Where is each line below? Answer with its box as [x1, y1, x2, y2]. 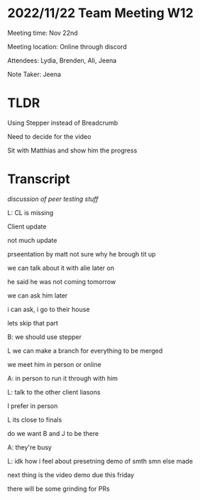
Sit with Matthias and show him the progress [7, 146, 138, 155]
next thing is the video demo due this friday [7, 470, 135, 479]
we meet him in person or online [7, 360, 101, 368]
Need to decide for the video [7, 132, 91, 140]
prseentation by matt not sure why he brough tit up [7, 249, 156, 258]
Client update [7, 222, 47, 231]
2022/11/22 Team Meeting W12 [7, 5, 194, 21]
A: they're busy [7, 443, 52, 452]
